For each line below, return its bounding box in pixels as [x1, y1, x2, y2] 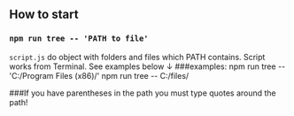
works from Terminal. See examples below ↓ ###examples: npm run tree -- [9, 61, 286, 72]
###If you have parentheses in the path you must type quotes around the [9, 88, 276, 98]
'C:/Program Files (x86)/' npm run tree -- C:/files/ [9, 70, 190, 81]
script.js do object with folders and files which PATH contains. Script [9, 51, 266, 62]
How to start [9, 7, 79, 22]
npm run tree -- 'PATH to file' [9, 34, 149, 43]
